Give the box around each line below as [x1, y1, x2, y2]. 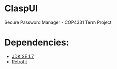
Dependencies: [4, 37, 69, 48]
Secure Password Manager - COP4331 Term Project [4, 19, 112, 25]
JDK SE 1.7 [11, 53, 34, 59]
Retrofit [11, 58, 27, 65]
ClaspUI [4, 3, 38, 14]
